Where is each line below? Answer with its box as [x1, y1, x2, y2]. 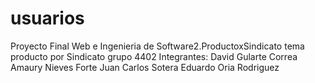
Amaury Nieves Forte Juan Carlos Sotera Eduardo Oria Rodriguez [10, 61, 280, 73]
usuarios [10, 7, 85, 30]
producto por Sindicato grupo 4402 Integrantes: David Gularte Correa [10, 50, 298, 62]
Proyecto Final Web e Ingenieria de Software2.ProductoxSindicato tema [10, 40, 305, 52]
